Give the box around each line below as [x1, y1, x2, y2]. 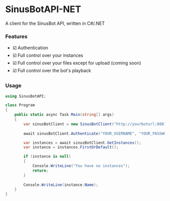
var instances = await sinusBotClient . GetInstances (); [23, 140, 142, 145]
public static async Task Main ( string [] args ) [14, 112, 114, 117]
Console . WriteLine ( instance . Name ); [23, 182, 99, 187]
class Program [5, 103, 35, 108]
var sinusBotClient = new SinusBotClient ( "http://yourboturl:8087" [23, 122, 168, 127]
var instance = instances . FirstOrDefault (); [23, 145, 119, 150]
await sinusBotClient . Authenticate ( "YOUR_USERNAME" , [23, 131, 137, 136]
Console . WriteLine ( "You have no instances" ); [32, 164, 130, 169]
